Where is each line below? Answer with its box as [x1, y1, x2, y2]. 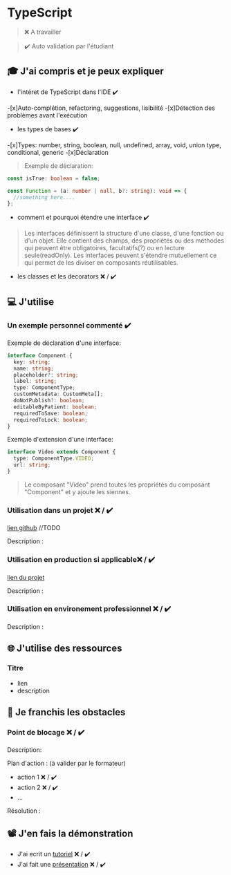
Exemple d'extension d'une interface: [7, 435, 114, 444]
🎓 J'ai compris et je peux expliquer [7, 66, 164, 77]
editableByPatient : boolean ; [13, 403, 98, 411]
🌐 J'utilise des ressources [7, 643, 122, 655]
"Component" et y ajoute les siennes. [24, 487, 131, 496]
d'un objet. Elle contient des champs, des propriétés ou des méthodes [24, 236, 225, 245]
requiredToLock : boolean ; [13, 416, 89, 423]
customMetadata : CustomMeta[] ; [13, 391, 104, 398]
